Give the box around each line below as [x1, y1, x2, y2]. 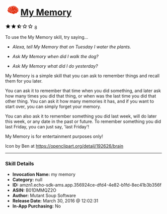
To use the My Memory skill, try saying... [5, 34, 88, 40]
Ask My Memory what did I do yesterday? [12, 63, 98, 69]
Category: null [12, 177, 43, 183]
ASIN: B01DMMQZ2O [12, 187, 57, 193]
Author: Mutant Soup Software [12, 193, 76, 199]
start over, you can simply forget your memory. [5, 104, 101, 109]
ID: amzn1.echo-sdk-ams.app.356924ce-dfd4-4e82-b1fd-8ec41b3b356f [12, 182, 162, 188]
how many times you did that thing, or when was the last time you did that [5, 93, 157, 99]
